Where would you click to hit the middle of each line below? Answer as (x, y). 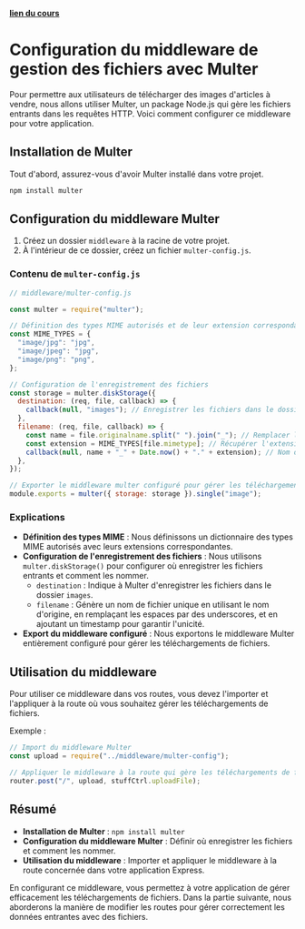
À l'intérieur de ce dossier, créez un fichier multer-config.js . (137, 250)
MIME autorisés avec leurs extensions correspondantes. (128, 547)
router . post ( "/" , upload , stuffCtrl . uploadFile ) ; (105, 781)
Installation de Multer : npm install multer (103, 831)
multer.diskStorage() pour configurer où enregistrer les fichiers (143, 566)
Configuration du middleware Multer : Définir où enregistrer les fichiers (157, 841)
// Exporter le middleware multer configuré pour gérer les (126, 486)
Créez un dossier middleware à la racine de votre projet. (126, 241)
